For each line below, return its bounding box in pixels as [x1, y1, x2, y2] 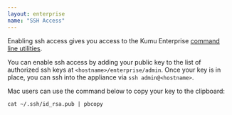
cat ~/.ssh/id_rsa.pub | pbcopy [7, 100, 103, 107]
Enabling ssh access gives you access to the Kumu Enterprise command [7, 36, 221, 45]
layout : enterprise [7, 10, 65, 18]
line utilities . [7, 44, 43, 53]
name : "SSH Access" [7, 17, 65, 24]
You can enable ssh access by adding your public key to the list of [7, 57, 201, 66]
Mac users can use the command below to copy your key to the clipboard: [7, 87, 226, 95]
